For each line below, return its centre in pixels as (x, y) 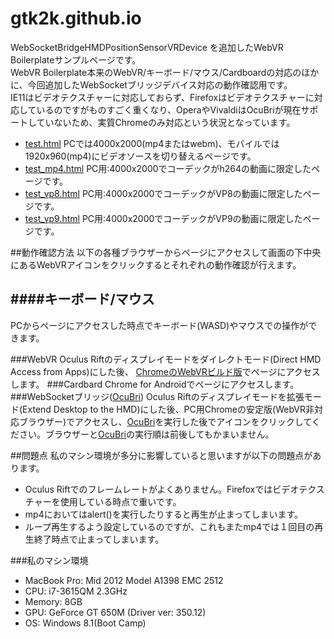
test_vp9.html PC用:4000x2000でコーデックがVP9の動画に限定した (163, 218)
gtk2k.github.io (76, 18)
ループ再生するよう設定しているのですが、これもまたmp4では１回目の (169, 526)
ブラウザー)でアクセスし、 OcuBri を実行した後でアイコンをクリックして (165, 421)
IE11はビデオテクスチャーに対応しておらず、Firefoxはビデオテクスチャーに (162, 97)
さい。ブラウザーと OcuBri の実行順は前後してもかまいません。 (146, 434)
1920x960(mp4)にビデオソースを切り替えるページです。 (140, 156)
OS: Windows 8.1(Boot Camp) (85, 623)
